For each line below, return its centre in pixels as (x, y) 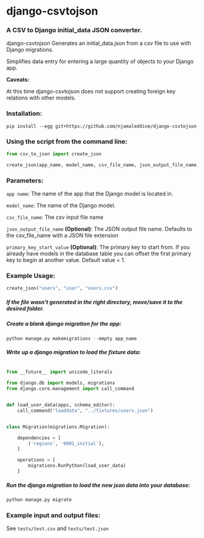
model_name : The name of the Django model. (61, 206)
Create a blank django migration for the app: (64, 324)
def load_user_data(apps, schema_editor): (61, 405)
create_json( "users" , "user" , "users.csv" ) (62, 288)
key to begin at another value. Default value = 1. (66, 260)
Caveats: (18, 79)
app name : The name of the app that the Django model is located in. (90, 194)
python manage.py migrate (39, 499)
